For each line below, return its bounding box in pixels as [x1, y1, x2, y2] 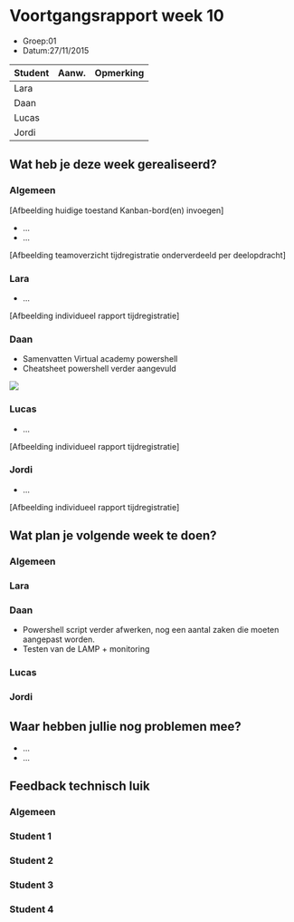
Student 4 [9, 903, 54, 916]
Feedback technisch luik [9, 779, 151, 794]
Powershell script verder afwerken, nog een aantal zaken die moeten [22, 625, 280, 636]
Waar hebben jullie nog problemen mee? [9, 718, 242, 734]
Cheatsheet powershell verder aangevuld [22, 364, 176, 374]
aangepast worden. [22, 634, 95, 645]
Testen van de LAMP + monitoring [22, 644, 150, 655]
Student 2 [9, 854, 54, 867]
